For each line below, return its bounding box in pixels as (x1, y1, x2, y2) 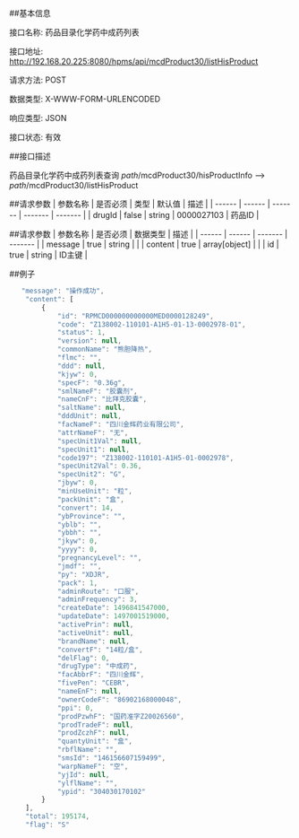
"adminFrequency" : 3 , (56, 595, 139, 604)
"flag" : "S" (25, 820, 70, 829)
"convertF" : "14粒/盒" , (56, 645, 143, 654)
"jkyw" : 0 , (56, 537, 98, 546)
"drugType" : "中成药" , (56, 662, 139, 671)
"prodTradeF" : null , (56, 720, 134, 729)
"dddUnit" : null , (56, 412, 123, 421)
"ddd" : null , (56, 362, 106, 371)
